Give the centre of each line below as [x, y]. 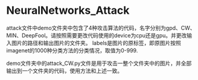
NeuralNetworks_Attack [68, 11]
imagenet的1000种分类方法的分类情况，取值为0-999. [72, 50]
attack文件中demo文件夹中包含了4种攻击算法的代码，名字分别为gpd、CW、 [101, 28]
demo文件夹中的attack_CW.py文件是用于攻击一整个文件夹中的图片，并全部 [99, 63]
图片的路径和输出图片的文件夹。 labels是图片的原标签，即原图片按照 [96, 43]
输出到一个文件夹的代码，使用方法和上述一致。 [64, 70]
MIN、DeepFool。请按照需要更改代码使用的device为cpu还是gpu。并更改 [97, 35]
